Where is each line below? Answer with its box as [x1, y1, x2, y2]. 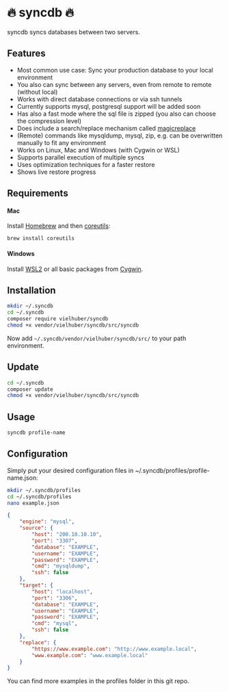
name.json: [7, 474, 39, 482]
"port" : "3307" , [31, 537, 78, 544]
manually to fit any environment [16, 138, 107, 146]
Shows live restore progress [16, 168, 96, 176]
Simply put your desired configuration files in [7, 466, 134, 474]
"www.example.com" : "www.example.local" [31, 652, 148, 658]
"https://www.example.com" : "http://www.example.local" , [31, 645, 197, 652]
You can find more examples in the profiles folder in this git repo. [7, 677, 189, 685]
